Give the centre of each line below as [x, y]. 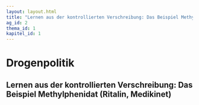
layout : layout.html [32, 12]
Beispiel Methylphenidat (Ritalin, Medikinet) [89, 94]
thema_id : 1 [21, 28]
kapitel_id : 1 [24, 34]
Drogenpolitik [40, 63]
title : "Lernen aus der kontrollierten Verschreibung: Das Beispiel [92, 17]
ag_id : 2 [17, 23]
